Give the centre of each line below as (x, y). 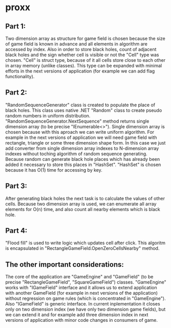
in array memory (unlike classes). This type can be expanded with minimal (84, 66)
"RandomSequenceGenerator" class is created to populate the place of (80, 105)
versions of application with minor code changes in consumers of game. (81, 320)
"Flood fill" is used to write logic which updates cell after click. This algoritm (85, 243)
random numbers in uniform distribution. (48, 115)
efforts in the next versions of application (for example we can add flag (80, 71)
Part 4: (16, 231)
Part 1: (16, 26)
